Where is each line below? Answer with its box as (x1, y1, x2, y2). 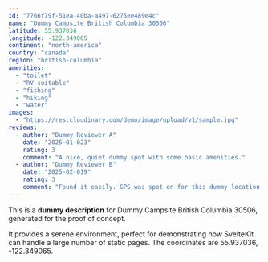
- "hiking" (15, 94, 52, 102)
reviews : (8, 123, 38, 131)
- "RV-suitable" (15, 79, 70, 87)
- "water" (15, 101, 48, 109)
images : (8, 109, 35, 117)
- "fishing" (15, 86, 56, 95)
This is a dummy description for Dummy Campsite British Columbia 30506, (8, 205, 258, 215)
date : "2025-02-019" (22, 168, 91, 176)
